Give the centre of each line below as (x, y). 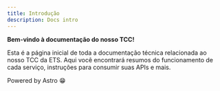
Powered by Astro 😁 (36, 80)
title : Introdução (33, 13)
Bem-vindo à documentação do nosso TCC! (71, 39)
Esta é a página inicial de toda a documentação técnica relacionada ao (107, 53)
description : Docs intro (43, 20)
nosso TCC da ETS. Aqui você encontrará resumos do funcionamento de (110, 60)
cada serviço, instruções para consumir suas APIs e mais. (89, 67)
